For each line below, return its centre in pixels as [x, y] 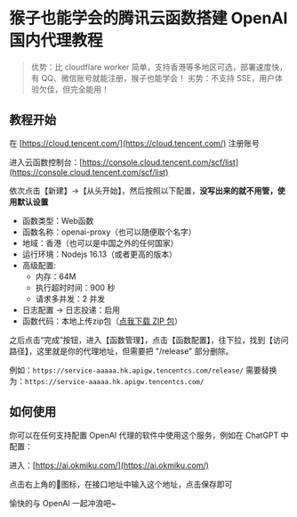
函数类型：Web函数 [58, 220]
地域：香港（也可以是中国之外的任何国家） [100, 242]
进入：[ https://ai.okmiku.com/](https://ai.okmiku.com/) [109, 465]
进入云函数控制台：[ [46, 162]
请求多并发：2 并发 [70, 299]
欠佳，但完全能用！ [74, 89]
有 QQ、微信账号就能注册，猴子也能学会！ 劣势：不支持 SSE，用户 [153, 78]
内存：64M [56, 276]
